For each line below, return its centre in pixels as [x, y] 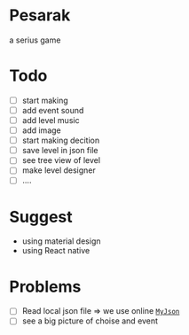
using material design [61, 241]
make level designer [59, 170]
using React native [56, 251]
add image [41, 130]
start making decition [61, 140]
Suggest [41, 217]
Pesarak [40, 16]
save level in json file [60, 151]
